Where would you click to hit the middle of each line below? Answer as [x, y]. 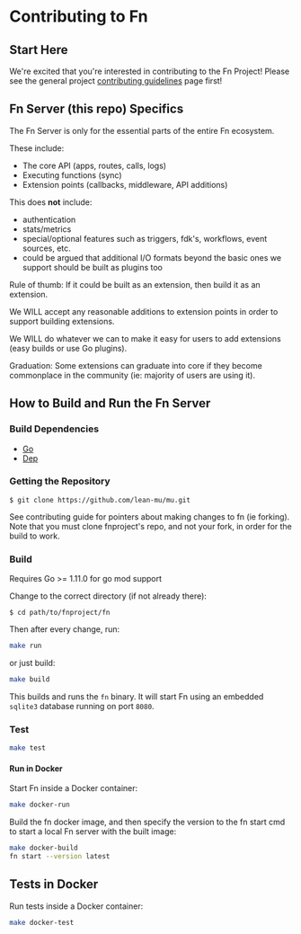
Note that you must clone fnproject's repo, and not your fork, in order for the [150, 526]
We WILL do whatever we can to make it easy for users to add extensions [145, 338]
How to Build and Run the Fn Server [110, 403]
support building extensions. [62, 321]
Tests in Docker [54, 884]
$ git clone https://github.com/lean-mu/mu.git [100, 500]
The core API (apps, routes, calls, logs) [94, 165]
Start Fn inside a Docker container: [74, 788]
